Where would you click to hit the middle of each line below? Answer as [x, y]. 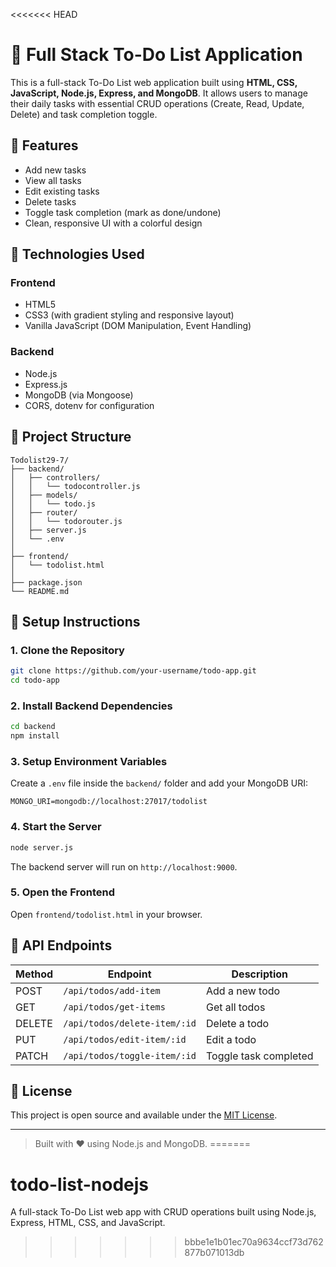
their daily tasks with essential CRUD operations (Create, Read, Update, [157, 103]
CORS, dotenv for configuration [89, 405]
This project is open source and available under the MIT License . [144, 1115]
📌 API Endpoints [61, 945]
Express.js [46, 384]
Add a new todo [243, 991]
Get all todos [236, 1007]
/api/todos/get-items [114, 1007]
